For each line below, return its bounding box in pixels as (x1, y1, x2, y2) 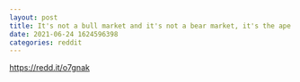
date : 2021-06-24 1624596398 (9, 29, 119, 38)
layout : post (9, 12, 58, 22)
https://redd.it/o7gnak (9, 62, 90, 73)
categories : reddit (9, 37, 83, 47)
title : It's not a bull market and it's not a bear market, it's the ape (9, 21, 292, 30)
